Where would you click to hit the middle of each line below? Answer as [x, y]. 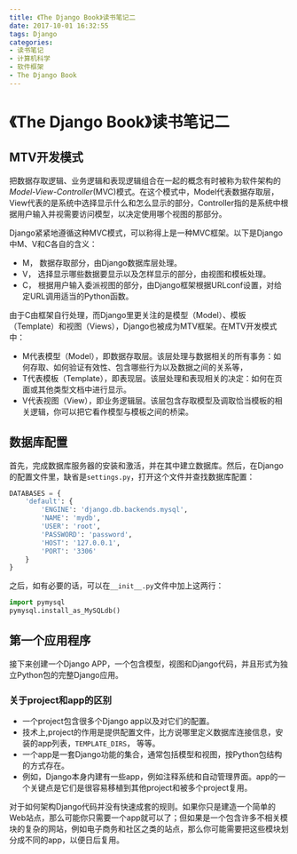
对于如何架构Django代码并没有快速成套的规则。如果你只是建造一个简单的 [143, 807]
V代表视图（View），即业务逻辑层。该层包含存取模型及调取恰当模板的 [148, 400]
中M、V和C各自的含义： [53, 243]
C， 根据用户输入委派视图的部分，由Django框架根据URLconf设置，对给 [152, 284]
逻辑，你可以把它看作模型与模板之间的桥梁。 [111, 411]
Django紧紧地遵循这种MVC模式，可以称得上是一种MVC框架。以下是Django [146, 233]
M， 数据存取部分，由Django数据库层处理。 [102, 262]
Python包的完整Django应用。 [70, 674]
